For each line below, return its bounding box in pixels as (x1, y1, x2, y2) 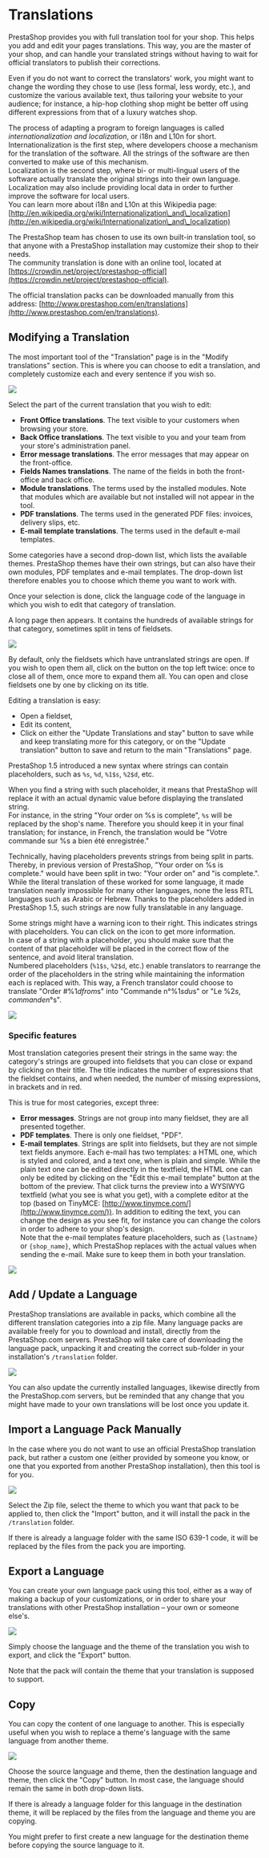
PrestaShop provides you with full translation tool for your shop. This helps (8, 32, 255, 42)
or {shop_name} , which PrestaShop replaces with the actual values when (19, 1241, 257, 1251)
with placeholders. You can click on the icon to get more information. (8, 927, 236, 936)
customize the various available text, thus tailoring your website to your (8, 90, 243, 99)
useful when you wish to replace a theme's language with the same (8, 1727, 231, 1738)
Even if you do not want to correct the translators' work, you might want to (8, 73, 254, 83)
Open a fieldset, (19, 711, 74, 720)
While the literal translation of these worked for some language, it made (8, 877, 244, 886)
